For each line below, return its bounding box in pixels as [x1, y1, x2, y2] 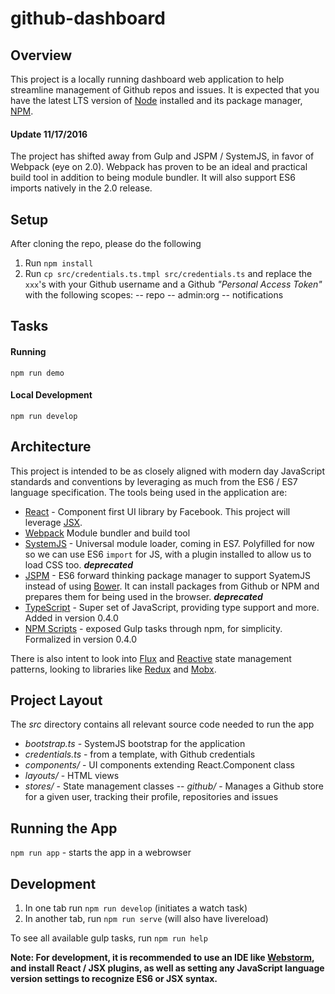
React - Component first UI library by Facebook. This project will [24, 505, 291, 517]
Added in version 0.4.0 [24, 612, 119, 624]
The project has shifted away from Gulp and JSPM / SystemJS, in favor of [10, 150, 315, 162]
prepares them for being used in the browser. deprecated [24, 590, 263, 602]
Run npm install [24, 257, 94, 269]
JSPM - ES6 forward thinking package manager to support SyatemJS [24, 569, 311, 581]
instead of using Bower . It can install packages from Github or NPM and [24, 580, 320, 592]
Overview [10, 47, 73, 64]
